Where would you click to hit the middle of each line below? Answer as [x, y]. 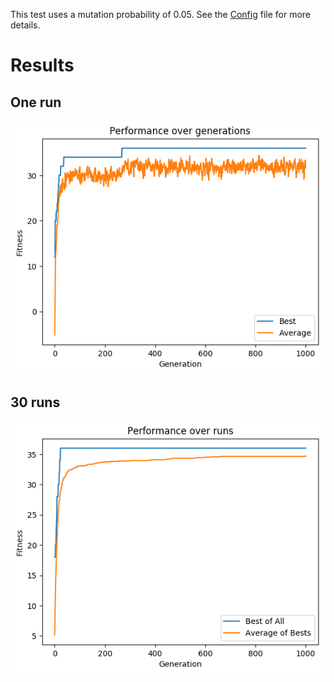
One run [36, 102]
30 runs [35, 402]
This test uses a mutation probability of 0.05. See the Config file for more [161, 14]
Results [42, 65]
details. [25, 25]
